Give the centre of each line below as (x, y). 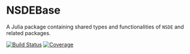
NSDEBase (34, 10)
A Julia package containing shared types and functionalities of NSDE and (95, 27)
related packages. (29, 33)
